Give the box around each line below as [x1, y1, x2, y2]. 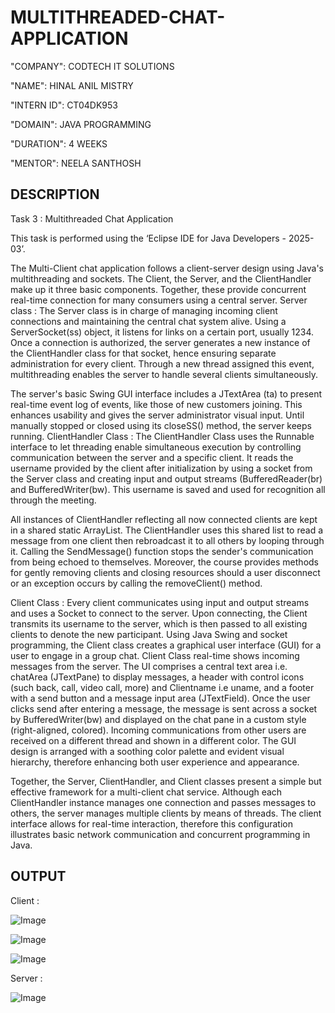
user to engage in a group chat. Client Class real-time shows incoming [10, 649, 300, 661]
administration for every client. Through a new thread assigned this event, [10, 357, 315, 370]
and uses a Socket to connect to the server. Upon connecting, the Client [10, 607, 308, 619]
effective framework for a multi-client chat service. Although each [10, 786, 283, 798]
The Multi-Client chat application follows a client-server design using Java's [10, 262, 325, 274]
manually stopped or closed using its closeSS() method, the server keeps [10, 419, 312, 431]
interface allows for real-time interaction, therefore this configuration [10, 817, 293, 830]
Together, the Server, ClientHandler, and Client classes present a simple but [10, 775, 322, 787]
